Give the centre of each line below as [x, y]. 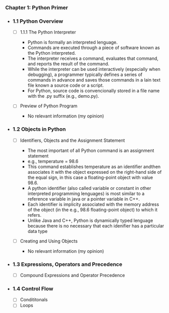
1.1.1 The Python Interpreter [48, 32]
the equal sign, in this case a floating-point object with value [90, 177]
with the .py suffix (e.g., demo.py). [63, 96]
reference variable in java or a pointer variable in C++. [84, 199]
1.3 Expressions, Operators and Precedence [67, 264]
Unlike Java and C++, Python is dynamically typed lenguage [90, 220]
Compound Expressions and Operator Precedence [72, 276]
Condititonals [34, 300]
